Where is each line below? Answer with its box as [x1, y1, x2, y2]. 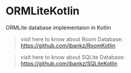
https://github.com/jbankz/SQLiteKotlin [20, 60, 118, 67]
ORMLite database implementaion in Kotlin [5, 24, 111, 31]
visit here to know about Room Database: [20, 35, 123, 42]
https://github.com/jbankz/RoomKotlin [20, 42, 116, 49]
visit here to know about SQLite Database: [20, 53, 125, 60]
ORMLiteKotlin [5, 4, 80, 18]
